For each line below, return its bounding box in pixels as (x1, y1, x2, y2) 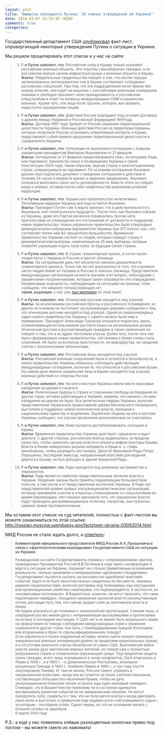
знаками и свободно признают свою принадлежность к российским (21, 92, 141, 97)
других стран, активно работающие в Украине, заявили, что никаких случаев (21, 394, 156, 399)
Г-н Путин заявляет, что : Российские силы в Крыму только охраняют (21, 63, 143, 68)
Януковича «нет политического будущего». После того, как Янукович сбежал (21, 210, 156, 215)
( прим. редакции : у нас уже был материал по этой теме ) (21, 290, 122, 294)
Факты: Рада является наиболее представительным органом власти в (21, 474, 145, 478)
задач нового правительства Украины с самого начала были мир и (21, 314, 138, 319)
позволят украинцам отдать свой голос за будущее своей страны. (21, 244, 137, 249)
